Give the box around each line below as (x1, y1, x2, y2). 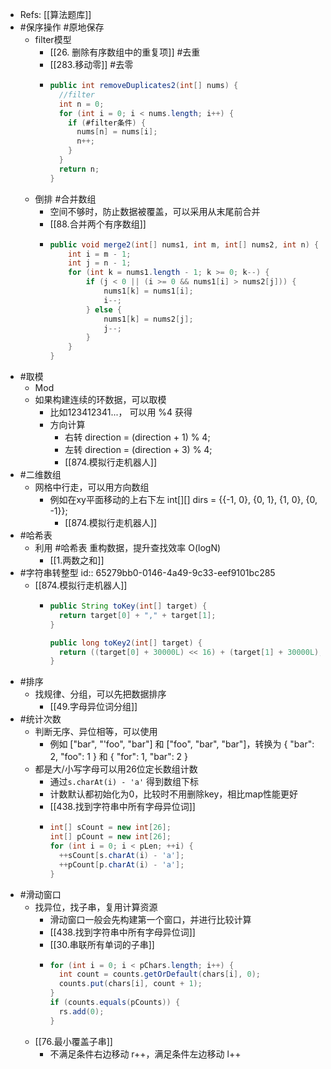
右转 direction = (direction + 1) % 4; (64, 431, 211, 443)
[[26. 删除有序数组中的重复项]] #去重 (49, 46, 201, 58)
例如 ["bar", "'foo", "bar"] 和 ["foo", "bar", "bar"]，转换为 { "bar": (49, 738, 315, 750)
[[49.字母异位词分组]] (49, 701, 138, 713)
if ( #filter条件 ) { (68, 118, 147, 128)
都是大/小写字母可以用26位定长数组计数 (34, 763, 198, 775)
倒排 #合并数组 (34, 193, 97, 205)
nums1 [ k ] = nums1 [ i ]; (103, 286, 194, 296)
